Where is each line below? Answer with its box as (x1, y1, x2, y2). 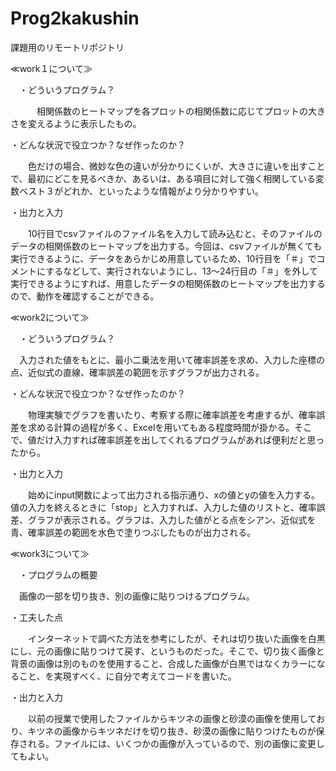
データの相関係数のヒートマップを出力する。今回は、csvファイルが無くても (10, 240, 323, 252)
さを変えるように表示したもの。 (10, 117, 142, 129)
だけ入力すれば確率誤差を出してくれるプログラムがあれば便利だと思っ (36, 433, 325, 446)
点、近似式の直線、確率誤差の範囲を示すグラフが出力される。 (10, 366, 265, 378)
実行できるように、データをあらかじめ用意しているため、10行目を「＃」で (10, 252, 317, 264)
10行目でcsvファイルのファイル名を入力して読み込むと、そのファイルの (27, 227, 323, 239)
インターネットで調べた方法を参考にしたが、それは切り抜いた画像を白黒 (27, 632, 326, 644)
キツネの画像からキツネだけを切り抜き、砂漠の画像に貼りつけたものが (27, 725, 317, 737)
